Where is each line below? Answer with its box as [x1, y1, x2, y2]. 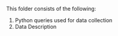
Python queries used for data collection [14, 17, 113, 23]
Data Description [14, 23, 57, 30]
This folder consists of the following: [6, 5, 96, 12]
